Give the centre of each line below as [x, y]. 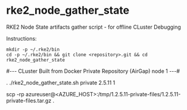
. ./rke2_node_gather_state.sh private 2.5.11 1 [61, 82]
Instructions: [21, 38]
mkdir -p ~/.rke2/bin [33, 49]
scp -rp [15, 94]
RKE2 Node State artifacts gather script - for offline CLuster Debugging [94, 27]
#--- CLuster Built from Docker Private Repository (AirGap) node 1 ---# [93, 71]
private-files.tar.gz [29, 100]
